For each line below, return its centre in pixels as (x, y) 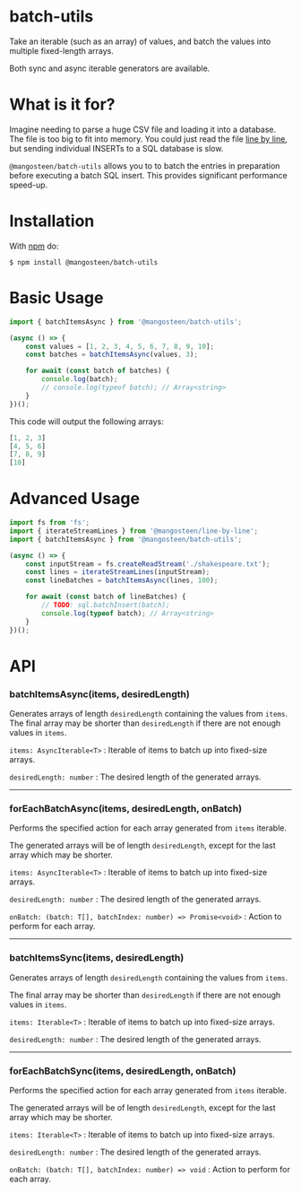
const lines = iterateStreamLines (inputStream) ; (118, 572)
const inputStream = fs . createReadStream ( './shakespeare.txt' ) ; (148, 564)
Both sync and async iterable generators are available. (110, 68)
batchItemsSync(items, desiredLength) (97, 958)
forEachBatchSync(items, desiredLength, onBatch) (123, 1071)
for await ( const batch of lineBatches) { (106, 597)
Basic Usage (56, 298)
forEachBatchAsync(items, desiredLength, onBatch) (126, 808)
